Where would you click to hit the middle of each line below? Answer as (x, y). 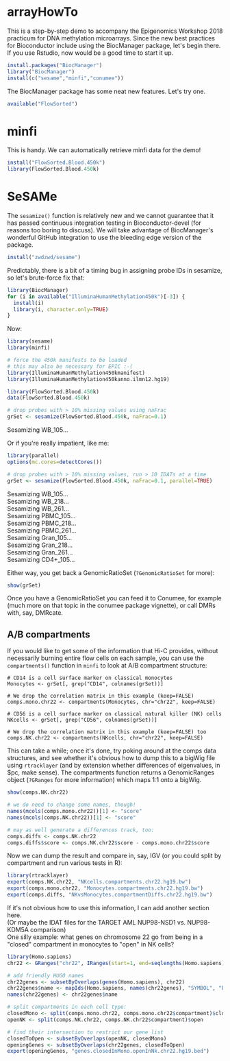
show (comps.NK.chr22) (38, 792)
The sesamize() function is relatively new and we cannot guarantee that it (111, 216)
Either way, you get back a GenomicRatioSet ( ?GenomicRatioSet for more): (111, 572)
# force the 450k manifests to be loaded (67, 361)
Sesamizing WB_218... (38, 501)
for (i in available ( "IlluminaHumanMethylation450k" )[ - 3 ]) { (96, 296)
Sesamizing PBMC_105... (41, 515)
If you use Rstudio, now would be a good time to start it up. (90, 53)
